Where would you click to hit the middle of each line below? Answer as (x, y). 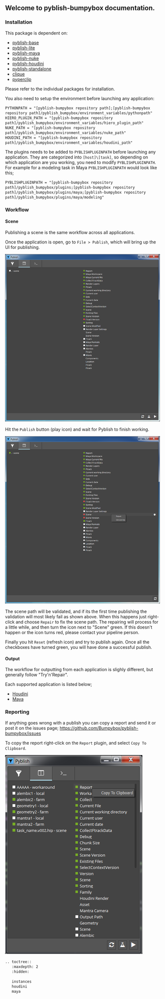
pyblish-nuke (26, 58)
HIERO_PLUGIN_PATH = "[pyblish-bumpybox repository (59, 118)
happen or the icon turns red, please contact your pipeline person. (72, 633)
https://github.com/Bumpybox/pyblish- (99, 728)
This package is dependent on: (36, 33)
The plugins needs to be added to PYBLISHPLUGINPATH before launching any (81, 152)
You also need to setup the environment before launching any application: (80, 98)
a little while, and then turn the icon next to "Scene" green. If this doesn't (79, 627)
